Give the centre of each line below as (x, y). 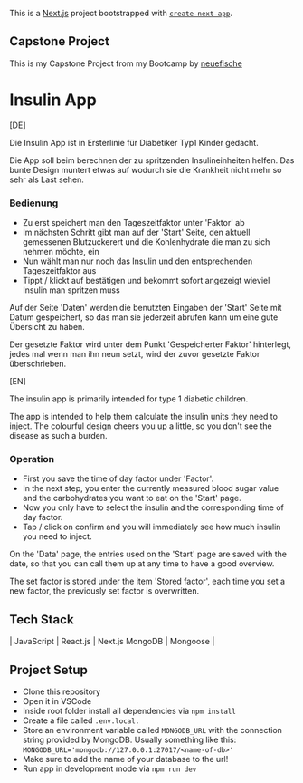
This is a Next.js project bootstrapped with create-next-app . (121, 13)
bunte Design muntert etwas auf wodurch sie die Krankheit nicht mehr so (146, 169)
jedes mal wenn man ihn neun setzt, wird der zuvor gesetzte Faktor (135, 354)
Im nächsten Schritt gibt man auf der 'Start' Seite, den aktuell (136, 232)
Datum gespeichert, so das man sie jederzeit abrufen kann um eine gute (144, 317)
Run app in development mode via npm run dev (109, 768)
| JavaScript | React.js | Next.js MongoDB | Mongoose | (112, 642)
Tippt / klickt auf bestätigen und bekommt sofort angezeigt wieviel (146, 281)
